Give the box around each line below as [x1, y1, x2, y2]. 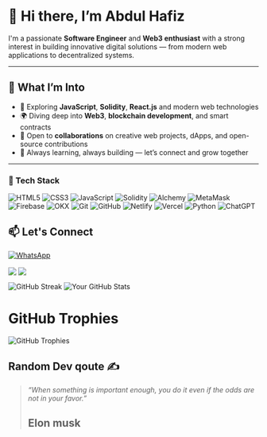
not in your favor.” [27, 393, 87, 403]
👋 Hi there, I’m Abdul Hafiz [8, 7, 185, 25]
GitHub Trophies [8, 310, 119, 328]
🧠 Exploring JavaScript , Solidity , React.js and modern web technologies [19, 102, 259, 111]
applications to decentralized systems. [8, 50, 135, 60]
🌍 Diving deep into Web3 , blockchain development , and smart [19, 110, 229, 120]
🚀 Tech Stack [8, 175, 60, 186]
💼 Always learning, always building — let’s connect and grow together [19, 147, 249, 157]
